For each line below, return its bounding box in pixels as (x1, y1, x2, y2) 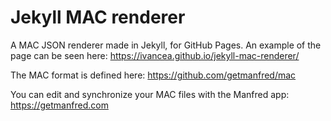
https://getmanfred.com (10, 99, 109, 111)
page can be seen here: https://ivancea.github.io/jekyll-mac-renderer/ (10, 49, 300, 61)
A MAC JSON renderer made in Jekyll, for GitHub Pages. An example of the (10, 39, 322, 51)
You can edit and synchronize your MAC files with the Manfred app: (10, 88, 290, 100)
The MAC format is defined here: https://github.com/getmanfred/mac (10, 69, 297, 81)
